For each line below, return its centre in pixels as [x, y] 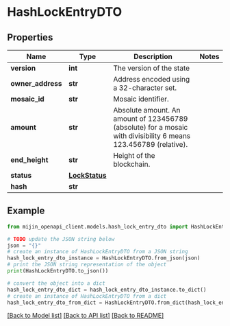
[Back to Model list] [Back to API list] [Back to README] [86, 316]
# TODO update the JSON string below [61, 239]
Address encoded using [151, 79]
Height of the [134, 155]
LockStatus [87, 175]
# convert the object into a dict [56, 283]
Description [153, 57]
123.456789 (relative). [150, 144]
